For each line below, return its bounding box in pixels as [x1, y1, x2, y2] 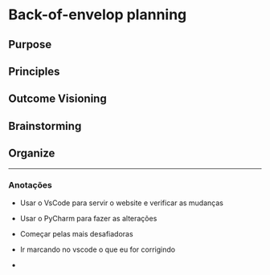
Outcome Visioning [8, 92, 107, 106]
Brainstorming [8, 119, 82, 133]
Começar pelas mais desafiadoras [19, 228, 134, 238]
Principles [8, 64, 60, 78]
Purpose [8, 38, 52, 51]
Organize [8, 147, 55, 160]
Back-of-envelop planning [8, 6, 187, 24]
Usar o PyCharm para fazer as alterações [19, 213, 157, 223]
